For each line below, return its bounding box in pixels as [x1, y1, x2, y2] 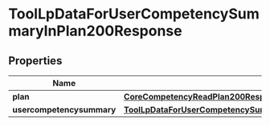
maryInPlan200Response [8, 22, 182, 40]
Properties [8, 54, 63, 67]
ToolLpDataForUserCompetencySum [8, 5, 260, 23]
